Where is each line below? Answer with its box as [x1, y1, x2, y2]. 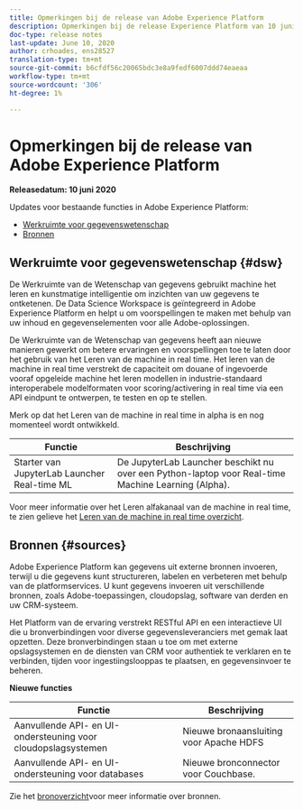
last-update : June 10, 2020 [9, 38, 115, 48]
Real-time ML [14, 479, 73, 492]
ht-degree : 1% [9, 88, 63, 97]
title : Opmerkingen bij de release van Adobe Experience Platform [9, 13, 264, 23]
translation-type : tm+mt [9, 55, 103, 64]
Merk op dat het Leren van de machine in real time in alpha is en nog [9, 410, 264, 420]
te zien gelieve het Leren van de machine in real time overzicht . [9, 511, 244, 522]
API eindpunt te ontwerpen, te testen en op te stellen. [9, 392, 207, 403]
